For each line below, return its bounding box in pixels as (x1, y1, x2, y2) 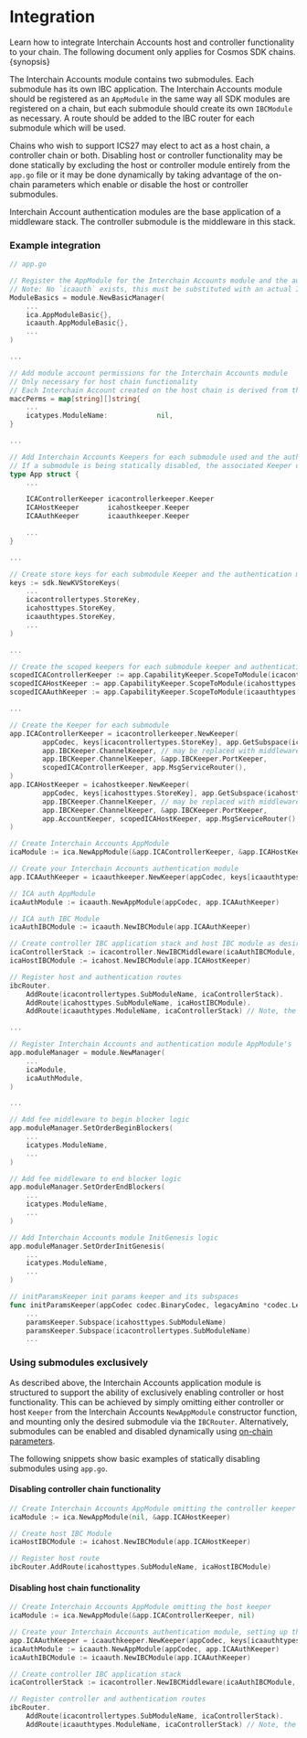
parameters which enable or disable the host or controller (31, 178, 249, 189)
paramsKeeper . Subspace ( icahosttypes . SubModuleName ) (26, 1317, 227, 1327)
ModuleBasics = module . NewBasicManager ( (9, 293, 166, 303)
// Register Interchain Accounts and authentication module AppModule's (9, 1040, 292, 1049)
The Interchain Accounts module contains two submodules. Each (9, 73, 254, 84)
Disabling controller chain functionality (9, 1484, 162, 1495)
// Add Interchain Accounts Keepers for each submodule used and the (9, 453, 281, 462)
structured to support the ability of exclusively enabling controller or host (9, 1387, 284, 1398)
